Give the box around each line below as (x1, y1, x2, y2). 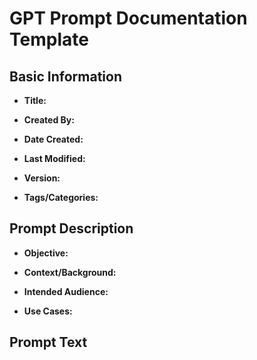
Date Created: (23, 133, 84, 145)
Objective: (23, 247, 69, 259)
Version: (23, 172, 61, 184)
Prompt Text (9, 334, 88, 351)
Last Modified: (23, 153, 86, 164)
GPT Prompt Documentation (9, 7, 248, 30)
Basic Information (9, 68, 123, 85)
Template (9, 28, 89, 51)
